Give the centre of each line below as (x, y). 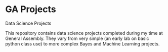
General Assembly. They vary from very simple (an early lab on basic (77, 38)
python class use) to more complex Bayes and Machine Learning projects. (82, 43)
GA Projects (31, 9)
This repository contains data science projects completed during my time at (84, 33)
